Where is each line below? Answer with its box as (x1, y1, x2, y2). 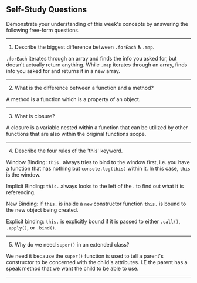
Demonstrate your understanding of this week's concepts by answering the (6, 20, 189, 27)
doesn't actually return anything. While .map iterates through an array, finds (6, 61, 188, 68)
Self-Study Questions (6, 5, 87, 15)
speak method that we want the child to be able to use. (6, 265, 139, 272)
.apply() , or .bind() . (6, 224, 57, 231)
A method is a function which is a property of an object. (6, 95, 141, 102)
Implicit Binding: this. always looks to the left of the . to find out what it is (6, 182, 184, 189)
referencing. (6, 188, 36, 196)
